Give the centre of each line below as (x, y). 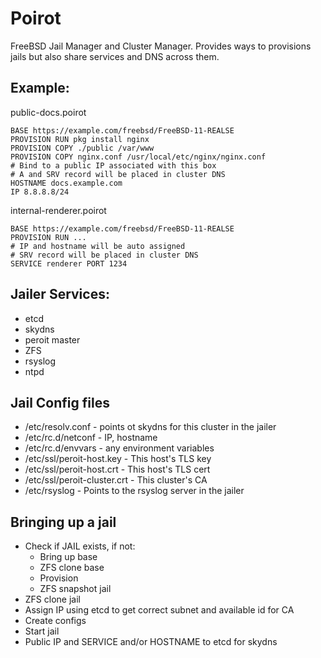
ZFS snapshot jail (75, 589)
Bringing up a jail (63, 522)
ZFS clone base (72, 568)
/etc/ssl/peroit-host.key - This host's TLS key (118, 459)
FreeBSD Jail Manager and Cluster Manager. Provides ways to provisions (161, 46)
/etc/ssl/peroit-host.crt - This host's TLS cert (117, 469)
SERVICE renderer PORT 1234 (69, 263)
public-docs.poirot (48, 112)
